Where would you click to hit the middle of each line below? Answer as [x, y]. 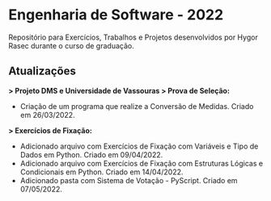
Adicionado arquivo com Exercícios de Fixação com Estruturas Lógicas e [142, 163]
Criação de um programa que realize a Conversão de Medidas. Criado [137, 106]
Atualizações [42, 71]
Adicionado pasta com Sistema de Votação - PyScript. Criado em [129, 180]
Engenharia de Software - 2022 [116, 15]
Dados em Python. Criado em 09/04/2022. [91, 154]
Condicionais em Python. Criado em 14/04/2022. [102, 172]
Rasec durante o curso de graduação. [72, 45]
